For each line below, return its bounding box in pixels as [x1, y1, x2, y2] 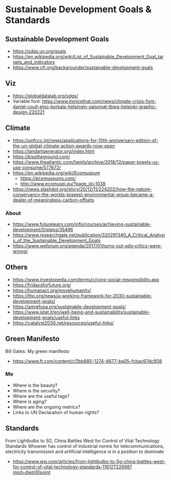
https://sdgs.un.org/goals [12, 48, 66, 54]
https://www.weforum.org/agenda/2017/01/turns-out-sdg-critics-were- [12, 243, 162, 249]
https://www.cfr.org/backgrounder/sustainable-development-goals [12, 65, 153, 70]
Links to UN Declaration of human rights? [12, 409, 99, 415]
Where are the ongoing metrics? [12, 404, 80, 410]
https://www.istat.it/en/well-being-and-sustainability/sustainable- [12, 309, 150, 315]
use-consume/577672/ [12, 164, 61, 170]
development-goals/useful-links [12, 314, 80, 321]
